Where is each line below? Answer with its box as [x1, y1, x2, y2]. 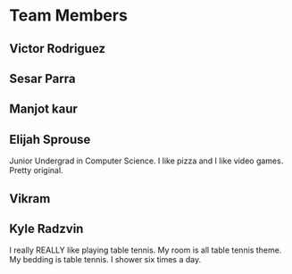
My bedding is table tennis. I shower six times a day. [9, 254, 202, 265]
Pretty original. [9, 165, 64, 176]
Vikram [9, 191, 51, 206]
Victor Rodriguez [9, 41, 106, 56]
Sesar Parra [9, 71, 76, 86]
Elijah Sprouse [9, 131, 91, 147]
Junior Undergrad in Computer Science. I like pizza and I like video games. [9, 155, 284, 166]
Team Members [9, 5, 128, 26]
